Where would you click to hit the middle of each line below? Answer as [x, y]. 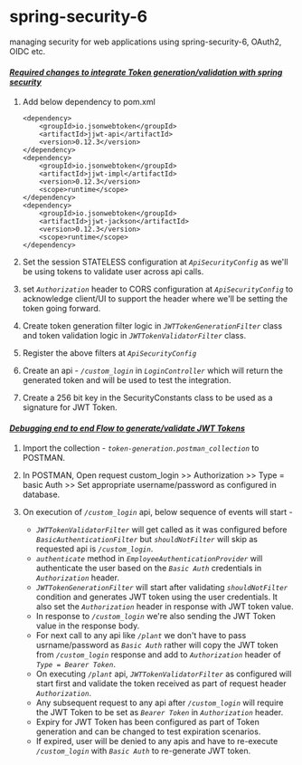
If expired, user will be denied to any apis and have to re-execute [157, 741]
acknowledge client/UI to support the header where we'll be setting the [155, 299]
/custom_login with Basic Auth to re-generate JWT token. [143, 751]
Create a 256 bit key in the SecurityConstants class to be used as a [147, 398]
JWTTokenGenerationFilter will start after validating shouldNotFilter [162, 588]
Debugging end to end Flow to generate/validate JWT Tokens [127, 428]
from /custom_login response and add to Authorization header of [159, 655]
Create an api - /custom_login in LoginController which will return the [152, 371]
